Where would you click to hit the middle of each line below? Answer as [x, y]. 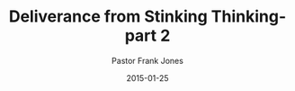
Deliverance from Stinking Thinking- [147, 17]
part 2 [147, 36]
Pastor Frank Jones [147, 60]
